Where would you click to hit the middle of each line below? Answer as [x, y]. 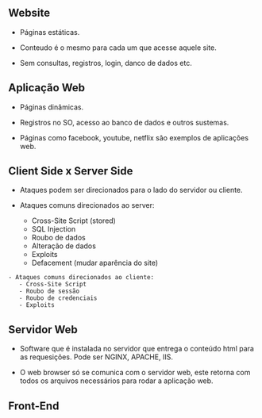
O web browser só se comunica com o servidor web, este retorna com [135, 373]
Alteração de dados [64, 246]
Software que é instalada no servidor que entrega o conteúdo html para [137, 349]
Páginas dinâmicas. [52, 107]
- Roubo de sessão [49, 291]
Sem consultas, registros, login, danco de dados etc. [106, 63]
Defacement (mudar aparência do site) [95, 263]
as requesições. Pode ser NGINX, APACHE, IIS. [96, 357]
